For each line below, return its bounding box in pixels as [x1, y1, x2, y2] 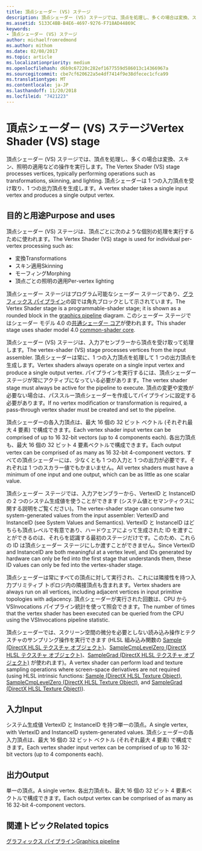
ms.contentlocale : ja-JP [6, 82, 69, 88]
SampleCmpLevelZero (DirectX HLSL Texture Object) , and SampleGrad [6, 678, 183, 686]
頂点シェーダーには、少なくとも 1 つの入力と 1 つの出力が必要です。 [22, 456, 191, 463]
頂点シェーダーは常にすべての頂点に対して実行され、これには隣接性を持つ [6, 574, 191, 581]
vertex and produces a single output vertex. [6, 191, 115, 199]
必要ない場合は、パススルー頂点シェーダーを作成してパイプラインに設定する [6, 391, 197, 399]
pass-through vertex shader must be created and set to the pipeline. [6, 406, 176, 413]
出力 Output [6, 770, 49, 780]
